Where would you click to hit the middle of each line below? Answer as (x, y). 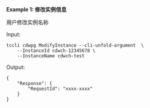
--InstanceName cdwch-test (51, 56)
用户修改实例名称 (27, 22)
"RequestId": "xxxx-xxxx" (61, 89)
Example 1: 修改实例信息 (36, 9)
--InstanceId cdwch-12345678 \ (56, 51)
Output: (16, 67)
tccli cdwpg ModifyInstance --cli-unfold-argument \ (75, 45)
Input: (14, 34)
